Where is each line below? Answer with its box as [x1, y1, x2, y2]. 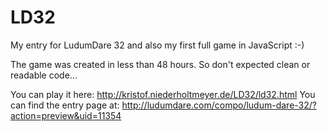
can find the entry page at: [10, 99, 120, 111]
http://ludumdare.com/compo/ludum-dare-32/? [121, 99, 317, 111]
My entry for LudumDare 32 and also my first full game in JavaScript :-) [10, 39, 305, 51]
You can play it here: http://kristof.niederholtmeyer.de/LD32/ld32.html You [10, 88, 316, 100]
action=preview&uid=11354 [10, 109, 122, 121]
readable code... [10, 69, 78, 81]
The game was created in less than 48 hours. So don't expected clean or [10, 58, 311, 70]
